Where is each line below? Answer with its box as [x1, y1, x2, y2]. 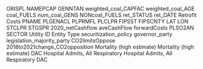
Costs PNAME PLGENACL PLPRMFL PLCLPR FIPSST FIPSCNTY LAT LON [6, 18, 189, 25]
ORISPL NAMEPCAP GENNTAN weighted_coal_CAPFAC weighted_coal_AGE [6, 5, 195, 12]
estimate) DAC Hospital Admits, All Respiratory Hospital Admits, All [6, 50, 173, 56]
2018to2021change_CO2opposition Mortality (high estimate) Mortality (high [6, 43, 195, 50]
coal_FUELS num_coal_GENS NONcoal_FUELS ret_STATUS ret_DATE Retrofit [6, 11, 197, 19]
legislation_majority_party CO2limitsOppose [6, 37, 116, 44]
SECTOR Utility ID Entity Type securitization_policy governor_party [6, 31, 173, 38]
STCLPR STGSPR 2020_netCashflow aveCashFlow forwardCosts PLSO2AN [6, 24, 195, 31]
